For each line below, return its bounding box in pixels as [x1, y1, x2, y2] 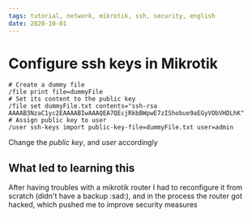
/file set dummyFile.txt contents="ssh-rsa [8, 102, 158, 110]
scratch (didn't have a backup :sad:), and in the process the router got [8, 191, 243, 201]
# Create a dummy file [8, 81, 85, 89]
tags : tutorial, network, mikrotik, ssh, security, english [8, 11, 216, 20]
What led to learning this [8, 161, 135, 175]
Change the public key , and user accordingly [8, 138, 158, 147]
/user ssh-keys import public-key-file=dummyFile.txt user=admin [8, 123, 233, 132]
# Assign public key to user [8, 117, 107, 125]
